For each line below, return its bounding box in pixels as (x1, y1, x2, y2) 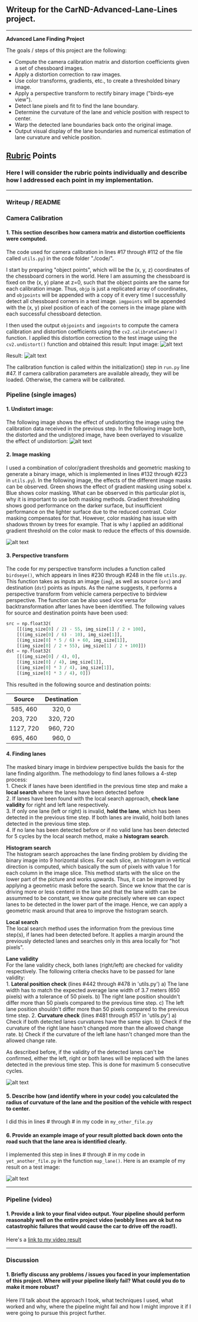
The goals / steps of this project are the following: (6, 47, 127, 54)
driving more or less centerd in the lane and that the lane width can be (6, 888, 177, 896)
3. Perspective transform (6, 552, 69, 559)
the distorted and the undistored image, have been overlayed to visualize (6, 431, 183, 438)
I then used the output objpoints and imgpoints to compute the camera (6, 321, 179, 329)
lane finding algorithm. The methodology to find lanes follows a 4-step (6, 770, 177, 777)
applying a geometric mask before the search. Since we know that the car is (6, 882, 191, 889)
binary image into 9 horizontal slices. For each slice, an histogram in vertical (6, 857, 190, 864)
